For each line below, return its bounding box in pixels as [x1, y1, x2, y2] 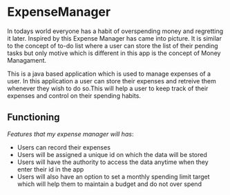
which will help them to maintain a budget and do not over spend [17, 180, 202, 188]
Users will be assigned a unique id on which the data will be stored [17, 150, 207, 158]
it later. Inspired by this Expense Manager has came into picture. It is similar [7, 34, 222, 42]
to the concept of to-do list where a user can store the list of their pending [7, 41, 219, 50]
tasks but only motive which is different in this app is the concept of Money [7, 49, 221, 57]
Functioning [7, 112, 60, 123]
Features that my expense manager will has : [7, 130, 134, 138]
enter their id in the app [17, 165, 84, 173]
